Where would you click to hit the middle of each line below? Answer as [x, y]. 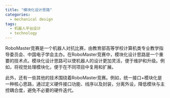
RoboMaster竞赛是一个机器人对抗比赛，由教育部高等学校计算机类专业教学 [82, 48]
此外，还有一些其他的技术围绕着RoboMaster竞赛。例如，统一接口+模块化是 [84, 78]
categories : [18, 15]
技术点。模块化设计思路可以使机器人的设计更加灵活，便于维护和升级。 [87, 61]
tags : [11, 24]
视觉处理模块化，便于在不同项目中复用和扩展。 [67, 67]
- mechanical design [31, 19]
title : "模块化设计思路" [29, 10]
